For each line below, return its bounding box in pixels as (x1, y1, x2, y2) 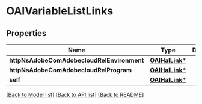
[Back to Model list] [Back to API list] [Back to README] (6, 91, 144, 98)
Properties (6, 28, 47, 38)
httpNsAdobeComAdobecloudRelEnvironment (9, 56, 144, 64)
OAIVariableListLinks (6, 4, 114, 18)
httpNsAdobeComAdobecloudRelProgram (9, 66, 132, 74)
